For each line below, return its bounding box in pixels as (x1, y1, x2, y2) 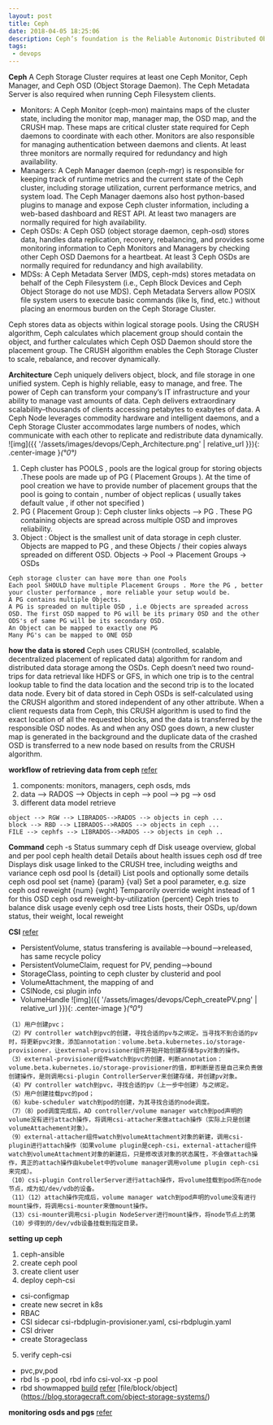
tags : (8, 42, 27, 50)
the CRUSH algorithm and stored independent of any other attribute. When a (8, 697, 264, 707)
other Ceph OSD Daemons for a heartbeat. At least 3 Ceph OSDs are (19, 252, 250, 261)
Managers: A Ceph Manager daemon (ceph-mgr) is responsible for (19, 166, 245, 175)
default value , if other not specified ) (19, 498, 145, 508)
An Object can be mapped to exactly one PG (8, 624, 158, 632)
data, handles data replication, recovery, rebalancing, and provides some (19, 235, 265, 244)
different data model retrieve (19, 798, 116, 808)
